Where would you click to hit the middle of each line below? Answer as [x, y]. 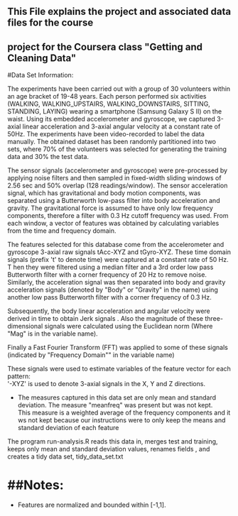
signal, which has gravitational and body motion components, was [104, 193]
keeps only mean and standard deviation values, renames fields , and [109, 449]
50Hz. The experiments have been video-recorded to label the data [106, 134]
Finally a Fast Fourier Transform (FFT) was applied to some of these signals [118, 348]
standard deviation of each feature [68, 428]
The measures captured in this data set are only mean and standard [117, 397]
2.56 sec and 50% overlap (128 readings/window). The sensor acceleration [118, 186]
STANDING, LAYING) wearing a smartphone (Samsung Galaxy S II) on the [115, 111]
